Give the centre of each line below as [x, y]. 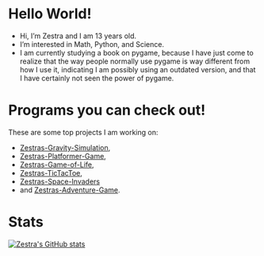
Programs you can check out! [107, 110]
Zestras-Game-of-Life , [57, 165]
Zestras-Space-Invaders [60, 181]
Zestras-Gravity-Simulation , [65, 147]
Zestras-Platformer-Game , [63, 156]
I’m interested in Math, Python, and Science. [92, 44]
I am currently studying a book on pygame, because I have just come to [136, 52]
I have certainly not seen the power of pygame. [97, 78]
